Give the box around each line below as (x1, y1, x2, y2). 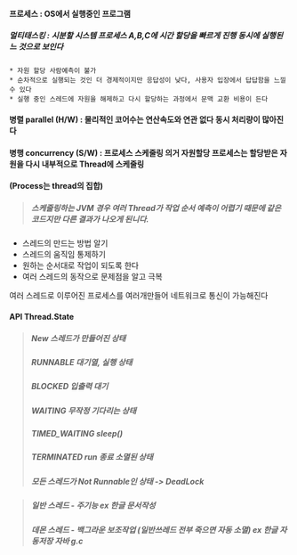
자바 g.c (54, 535, 84, 546)
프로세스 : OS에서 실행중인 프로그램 (9, 8, 132, 19)
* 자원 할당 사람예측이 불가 (9, 66, 97, 75)
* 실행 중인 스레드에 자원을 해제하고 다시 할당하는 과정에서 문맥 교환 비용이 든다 (9, 94, 269, 103)
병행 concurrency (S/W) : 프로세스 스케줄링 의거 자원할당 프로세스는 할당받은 (9, 147, 278, 158)
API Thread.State (9, 311, 75, 322)
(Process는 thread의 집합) (9, 181, 104, 192)
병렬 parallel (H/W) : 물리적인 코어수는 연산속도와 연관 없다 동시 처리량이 (9, 114, 261, 125)
